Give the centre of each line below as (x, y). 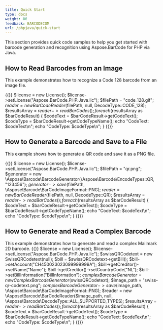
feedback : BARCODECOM (27, 23)
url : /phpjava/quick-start (33, 28)
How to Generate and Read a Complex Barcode (78, 231)
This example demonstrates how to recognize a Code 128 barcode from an (81, 80)
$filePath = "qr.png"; (121, 168)
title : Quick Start (25, 10)
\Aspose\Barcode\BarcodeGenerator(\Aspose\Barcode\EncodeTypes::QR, (80, 179)
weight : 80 (16, 19)
